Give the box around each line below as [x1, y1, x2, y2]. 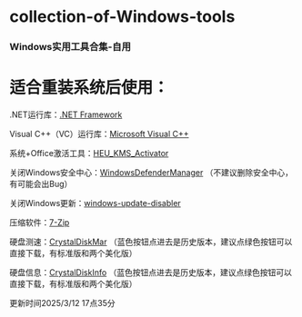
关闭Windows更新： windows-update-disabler [9, 198, 182, 209]
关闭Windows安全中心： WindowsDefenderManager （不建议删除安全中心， [9, 167, 294, 178]
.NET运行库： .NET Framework [9, 109, 123, 120]
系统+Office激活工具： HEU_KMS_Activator [9, 148, 169, 159]
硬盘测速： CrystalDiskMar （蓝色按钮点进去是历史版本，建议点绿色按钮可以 [9, 236, 293, 247]
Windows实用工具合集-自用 [9, 41, 132, 54]
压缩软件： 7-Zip [9, 217, 70, 228]
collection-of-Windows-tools [9, 6, 236, 27]
